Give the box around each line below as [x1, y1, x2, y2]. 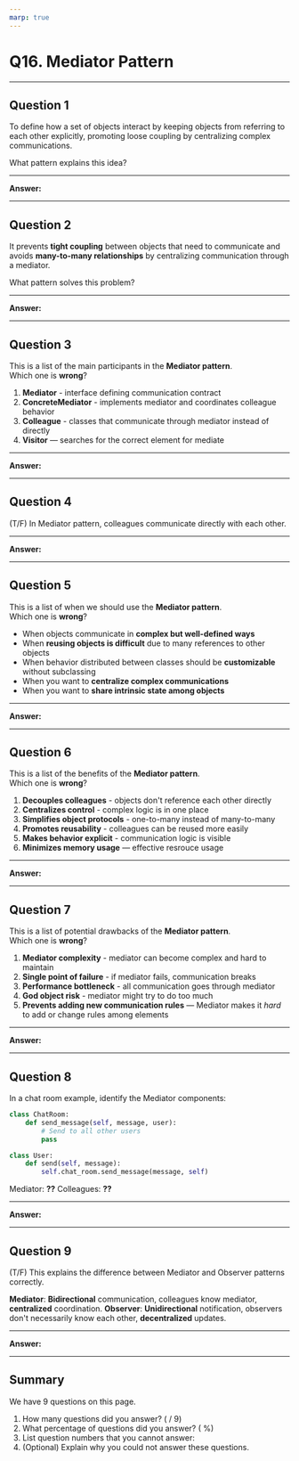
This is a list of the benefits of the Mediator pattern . [9, 768, 200, 779]
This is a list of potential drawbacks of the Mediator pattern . [9, 926, 231, 936]
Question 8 [9, 1069, 72, 1084]
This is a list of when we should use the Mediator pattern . [9, 601, 222, 612]
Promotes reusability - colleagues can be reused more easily [21, 823, 249, 834]
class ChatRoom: [9, 1110, 69, 1119]
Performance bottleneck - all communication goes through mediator [21, 981, 276, 992]
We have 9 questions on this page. [9, 1396, 136, 1407]
